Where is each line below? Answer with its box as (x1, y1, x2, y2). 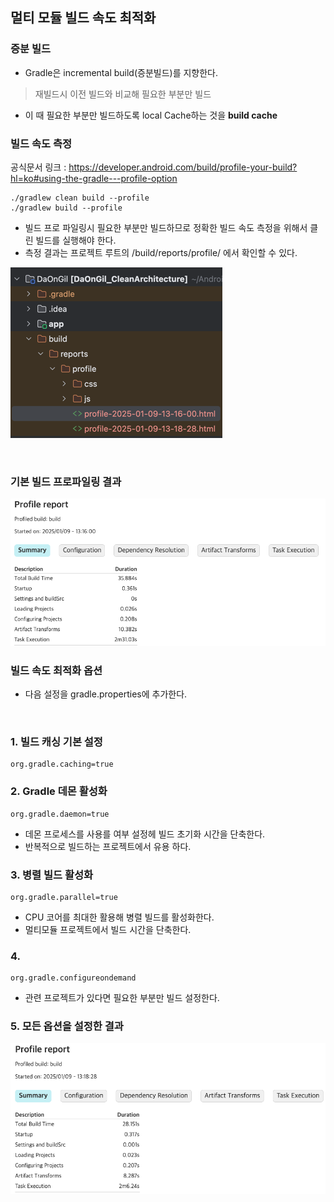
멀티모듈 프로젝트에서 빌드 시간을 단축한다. (24, 923, 192, 935)
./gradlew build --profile (10, 203, 123, 213)
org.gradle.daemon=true (10, 809, 110, 819)
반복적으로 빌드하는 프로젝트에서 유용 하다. (24, 840, 192, 852)
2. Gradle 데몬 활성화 (10, 784, 108, 798)
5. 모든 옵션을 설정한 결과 (10, 1019, 124, 1033)
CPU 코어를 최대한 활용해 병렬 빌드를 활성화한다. (24, 911, 215, 923)
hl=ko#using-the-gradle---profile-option (10, 172, 178, 184)
